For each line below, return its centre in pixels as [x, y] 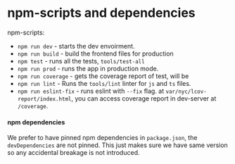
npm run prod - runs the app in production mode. [88, 68]
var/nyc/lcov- [186, 92]
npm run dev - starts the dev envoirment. [76, 46]
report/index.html [44, 99]
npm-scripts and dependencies [101, 13]
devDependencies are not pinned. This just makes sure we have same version [118, 145]
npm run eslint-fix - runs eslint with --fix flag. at [91, 91]
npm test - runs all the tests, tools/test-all [81, 61]
